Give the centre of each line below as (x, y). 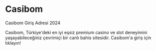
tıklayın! (13, 43)
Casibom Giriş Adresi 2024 (33, 23)
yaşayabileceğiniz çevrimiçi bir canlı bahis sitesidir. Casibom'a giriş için (78, 38)
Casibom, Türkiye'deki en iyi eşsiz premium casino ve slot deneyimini (76, 32)
